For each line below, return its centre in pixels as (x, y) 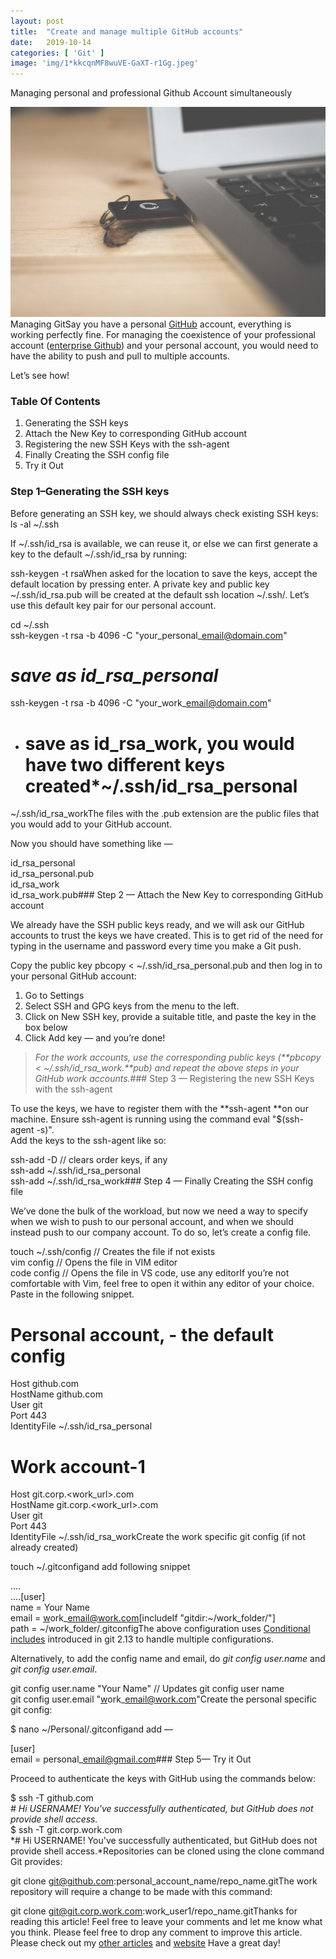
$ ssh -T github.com (52, 1798)
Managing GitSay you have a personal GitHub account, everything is (151, 324)
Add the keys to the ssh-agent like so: (88, 1141)
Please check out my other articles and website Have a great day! (145, 1943)
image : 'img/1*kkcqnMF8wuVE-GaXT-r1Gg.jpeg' (104, 63)
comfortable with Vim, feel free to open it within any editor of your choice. (162, 1284)
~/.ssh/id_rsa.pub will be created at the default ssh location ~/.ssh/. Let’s (160, 594)
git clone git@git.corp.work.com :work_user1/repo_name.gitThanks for (154, 1911)
